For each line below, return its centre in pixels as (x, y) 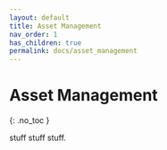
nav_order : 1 (33, 34)
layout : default (39, 18)
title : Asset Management (55, 26)
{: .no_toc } (29, 120)
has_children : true (46, 43)
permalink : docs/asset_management (74, 51)
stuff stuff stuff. (38, 138)
